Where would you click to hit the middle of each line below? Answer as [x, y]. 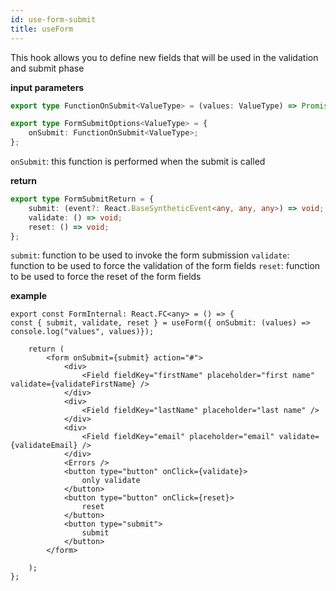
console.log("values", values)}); [82, 332]
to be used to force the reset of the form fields [106, 277]
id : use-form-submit [53, 19]
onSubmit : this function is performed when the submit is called [138, 161]
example [29, 296]
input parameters [47, 87]
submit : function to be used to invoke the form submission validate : [150, 255]
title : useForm [42, 29]
